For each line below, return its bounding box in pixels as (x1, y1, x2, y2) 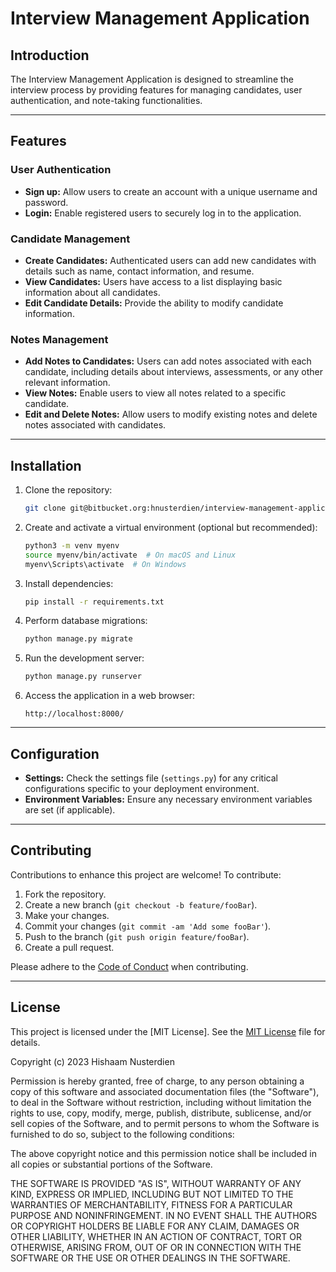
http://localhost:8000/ (24, 709, 125, 719)
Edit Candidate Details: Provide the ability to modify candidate (24, 297, 284, 309)
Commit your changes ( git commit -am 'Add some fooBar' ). (24, 920, 272, 932)
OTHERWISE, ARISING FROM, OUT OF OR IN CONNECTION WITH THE (10, 1241, 302, 1253)
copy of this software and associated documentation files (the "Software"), (10, 1085, 320, 1097)
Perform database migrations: (24, 615, 148, 627)
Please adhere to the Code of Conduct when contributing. (10, 960, 249, 972)
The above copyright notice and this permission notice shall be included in (10, 1147, 317, 1159)
